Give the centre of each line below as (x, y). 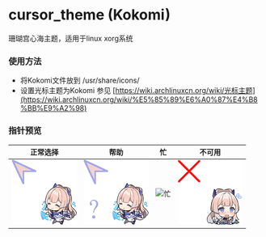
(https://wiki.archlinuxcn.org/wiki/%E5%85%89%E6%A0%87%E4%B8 (139, 99)
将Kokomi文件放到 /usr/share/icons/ (80, 80)
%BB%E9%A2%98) (53, 108)
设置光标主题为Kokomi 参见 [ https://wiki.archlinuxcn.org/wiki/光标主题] (138, 91)
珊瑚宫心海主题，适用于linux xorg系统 (71, 38)
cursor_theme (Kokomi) (90, 15)
